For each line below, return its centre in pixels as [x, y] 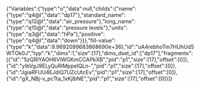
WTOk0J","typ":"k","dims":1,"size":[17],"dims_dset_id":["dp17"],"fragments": [100, 53]
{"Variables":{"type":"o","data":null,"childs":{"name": [71, 9]
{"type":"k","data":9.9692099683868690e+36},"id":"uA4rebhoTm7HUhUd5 [100, 47]
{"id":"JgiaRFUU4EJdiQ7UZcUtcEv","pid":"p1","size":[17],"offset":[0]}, [92, 72]
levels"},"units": [108, 28]
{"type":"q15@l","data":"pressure [47, 28]
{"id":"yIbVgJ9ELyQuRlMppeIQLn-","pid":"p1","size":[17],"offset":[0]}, [92, 66]
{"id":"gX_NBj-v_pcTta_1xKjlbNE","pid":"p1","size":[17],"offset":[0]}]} [89, 78]
